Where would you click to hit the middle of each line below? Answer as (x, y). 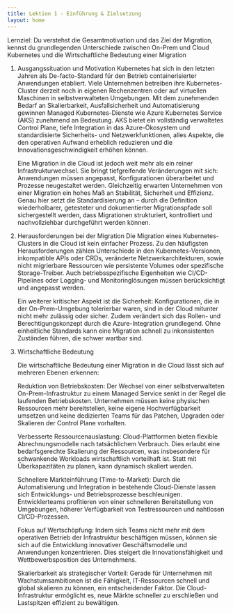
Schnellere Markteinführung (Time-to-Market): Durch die (99, 479)
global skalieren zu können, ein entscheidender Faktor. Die (101, 588)
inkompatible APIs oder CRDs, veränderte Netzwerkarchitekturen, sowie (120, 258)
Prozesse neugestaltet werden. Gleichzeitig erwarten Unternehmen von (120, 185)
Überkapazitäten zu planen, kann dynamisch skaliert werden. (105, 466)
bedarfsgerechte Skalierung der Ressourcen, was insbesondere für (114, 451)
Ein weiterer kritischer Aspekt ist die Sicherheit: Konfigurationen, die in (118, 301)
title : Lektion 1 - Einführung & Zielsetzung (74, 14)
